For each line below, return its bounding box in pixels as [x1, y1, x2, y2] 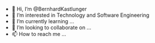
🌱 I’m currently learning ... [11, 18, 75, 24]
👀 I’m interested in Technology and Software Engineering [11, 12, 150, 19]
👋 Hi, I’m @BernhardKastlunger [11, 6, 87, 12]
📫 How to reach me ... [11, 31, 66, 37]
